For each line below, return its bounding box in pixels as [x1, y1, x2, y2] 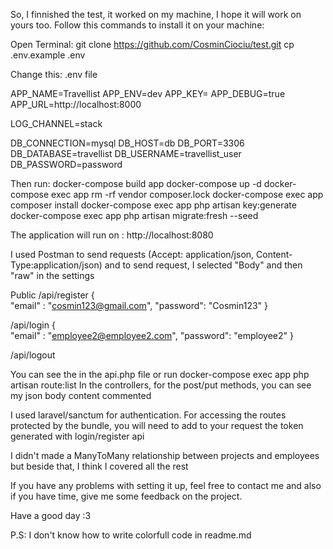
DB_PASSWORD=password [10, 159, 123, 170]
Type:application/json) [10, 259, 103, 271]
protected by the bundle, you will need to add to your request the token [10, 420, 304, 431]
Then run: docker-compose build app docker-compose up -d [10, 178, 262, 189]
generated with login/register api [10, 430, 145, 442]
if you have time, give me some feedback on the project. [10, 490, 243, 502]
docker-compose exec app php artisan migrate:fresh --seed [10, 210, 259, 221]
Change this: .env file [10, 69, 98, 80]
